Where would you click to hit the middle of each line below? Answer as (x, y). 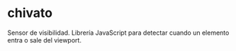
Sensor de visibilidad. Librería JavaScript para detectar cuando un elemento (118, 33)
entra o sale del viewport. (44, 40)
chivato (30, 13)
